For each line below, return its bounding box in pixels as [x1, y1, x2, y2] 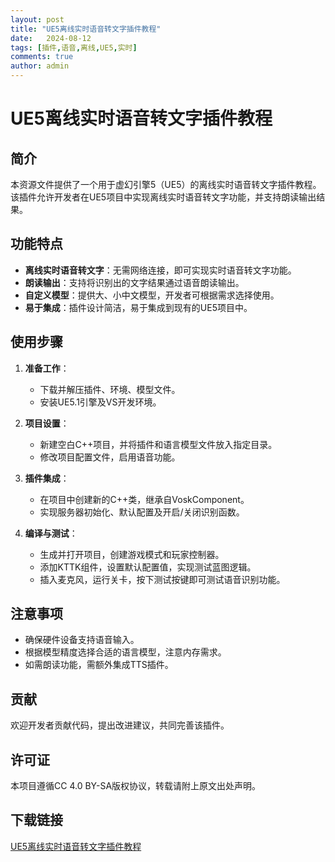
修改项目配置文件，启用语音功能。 [39, 451, 181, 463]
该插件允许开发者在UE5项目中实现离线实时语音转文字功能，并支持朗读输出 [10, 191, 317, 203]
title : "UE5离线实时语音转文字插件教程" [10, 24, 162, 34]
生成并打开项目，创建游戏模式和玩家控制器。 [39, 548, 225, 560]
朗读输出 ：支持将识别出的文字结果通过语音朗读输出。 [24, 276, 245, 288]
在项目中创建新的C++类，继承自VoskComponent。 [39, 493, 250, 505]
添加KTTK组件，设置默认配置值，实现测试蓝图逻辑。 [39, 561, 257, 573]
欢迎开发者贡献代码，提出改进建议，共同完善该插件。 [10, 719, 230, 731]
